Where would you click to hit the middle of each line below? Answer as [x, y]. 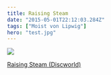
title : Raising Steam [38, 13]
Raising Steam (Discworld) [44, 65]
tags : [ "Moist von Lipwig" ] [47, 26]
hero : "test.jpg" [32, 32]
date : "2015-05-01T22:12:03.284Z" [56, 20]
